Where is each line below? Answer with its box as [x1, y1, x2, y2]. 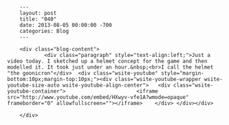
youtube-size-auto [7, 82, 60, 89]
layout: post [19, 10, 57, 16]
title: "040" [19, 16, 57, 23]
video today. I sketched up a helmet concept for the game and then [7, 58, 208, 65]
